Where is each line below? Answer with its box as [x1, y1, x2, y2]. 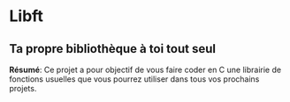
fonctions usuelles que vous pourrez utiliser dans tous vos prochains [9, 74, 260, 84]
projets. [9, 84, 37, 93]
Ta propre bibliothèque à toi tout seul [9, 41, 217, 56]
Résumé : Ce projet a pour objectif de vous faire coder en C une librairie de [9, 64, 281, 75]
